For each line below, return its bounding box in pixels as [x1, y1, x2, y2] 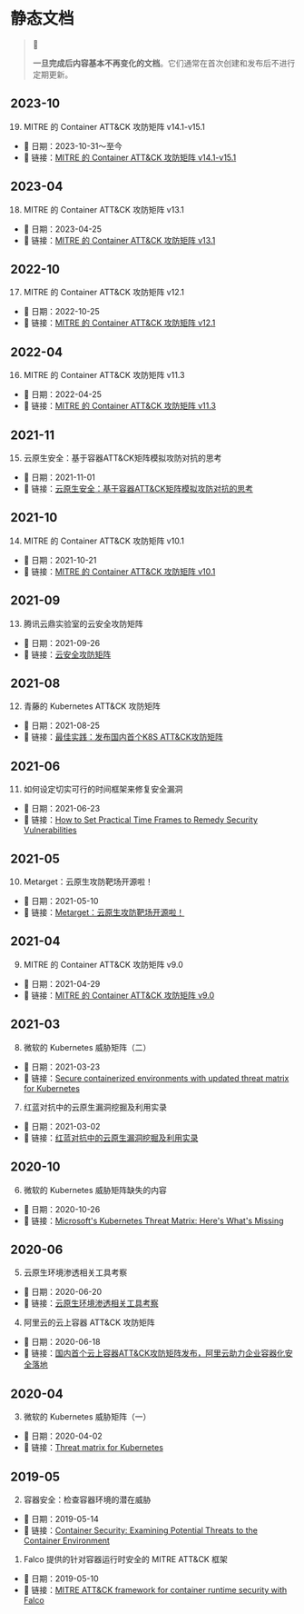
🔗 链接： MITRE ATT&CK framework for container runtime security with [23, 1584, 288, 1595]
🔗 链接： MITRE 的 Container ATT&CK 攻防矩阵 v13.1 [23, 234, 216, 245]
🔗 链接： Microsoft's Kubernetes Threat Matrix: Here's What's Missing [23, 1215, 284, 1226]
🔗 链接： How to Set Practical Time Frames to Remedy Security [23, 814, 258, 825]
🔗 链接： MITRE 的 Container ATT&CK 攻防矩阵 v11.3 [23, 401, 217, 412]
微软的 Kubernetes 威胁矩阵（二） [23, 1041, 152, 1052]
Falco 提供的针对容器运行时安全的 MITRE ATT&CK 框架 [23, 1553, 228, 1564]
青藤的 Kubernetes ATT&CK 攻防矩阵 [23, 701, 162, 712]
